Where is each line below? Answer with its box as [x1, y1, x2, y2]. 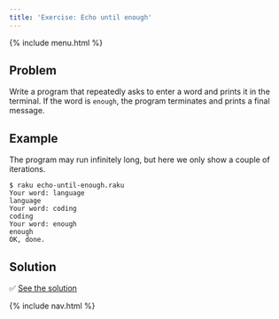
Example [9, 130, 58, 146]
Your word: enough [9, 220, 77, 229]
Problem [9, 63, 58, 78]
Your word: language [9, 189, 86, 198]
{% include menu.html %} [9, 37, 104, 48]
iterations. [9, 164, 46, 175]
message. [9, 105, 45, 116]
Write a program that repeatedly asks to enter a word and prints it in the [9, 86, 270, 97]
